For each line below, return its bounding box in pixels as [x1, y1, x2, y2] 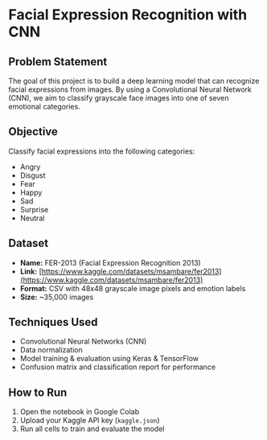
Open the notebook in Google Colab [19, 407, 140, 417]
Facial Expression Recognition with [8, 6, 248, 24]
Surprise [19, 204, 49, 214]
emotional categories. [8, 102, 80, 111]
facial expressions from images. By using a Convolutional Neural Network [8, 84, 252, 94]
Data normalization [19, 345, 83, 355]
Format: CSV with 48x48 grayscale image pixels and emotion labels [19, 283, 246, 293]
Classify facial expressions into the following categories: [8, 146, 195, 156]
